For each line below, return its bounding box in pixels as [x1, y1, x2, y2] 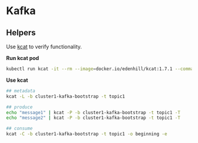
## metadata [6, 88, 35, 94]
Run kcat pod [6, 55, 39, 61]
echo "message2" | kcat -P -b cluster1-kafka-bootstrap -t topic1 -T [6, 115, 181, 121]
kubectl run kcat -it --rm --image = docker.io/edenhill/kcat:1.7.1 [6, 66, 173, 72]
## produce [6, 104, 33, 110]
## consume [6, 125, 33, 132]
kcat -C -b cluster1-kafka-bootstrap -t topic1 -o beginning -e [6, 131, 167, 137]
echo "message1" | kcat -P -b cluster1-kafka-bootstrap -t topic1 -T [6, 109, 181, 115]
